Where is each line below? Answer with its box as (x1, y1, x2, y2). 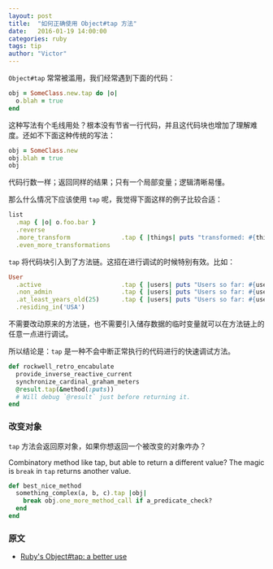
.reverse (15, 226, 45, 234)
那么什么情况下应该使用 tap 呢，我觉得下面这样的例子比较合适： (8, 194, 223, 204)
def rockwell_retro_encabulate (8, 363, 115, 371)
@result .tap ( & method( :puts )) (15, 385, 115, 393)
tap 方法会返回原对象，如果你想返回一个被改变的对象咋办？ (8, 441, 207, 451)
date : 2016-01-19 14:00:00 (8, 27, 107, 35)
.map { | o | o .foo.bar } (15, 219, 96, 227)
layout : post (8, 11, 53, 20)
